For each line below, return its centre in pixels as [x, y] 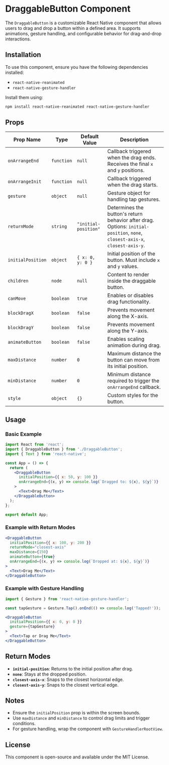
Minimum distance [129, 375]
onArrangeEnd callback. [134, 387]
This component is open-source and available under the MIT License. [77, 757]
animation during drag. [134, 345]
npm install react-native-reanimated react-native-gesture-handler [77, 107]
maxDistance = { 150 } [29, 552]
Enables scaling [126, 339]
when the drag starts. [133, 185]
